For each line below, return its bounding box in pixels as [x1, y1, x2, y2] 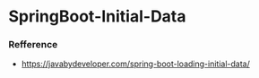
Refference [8, 39, 58, 51]
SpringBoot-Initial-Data [8, 6, 186, 27]
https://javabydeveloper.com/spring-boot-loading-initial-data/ [21, 58, 250, 69]
